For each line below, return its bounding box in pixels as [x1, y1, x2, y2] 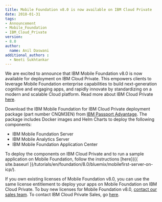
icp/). [5, 167, 16, 173]
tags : [5, 16, 16, 21]
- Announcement [5, 21, 36, 26]
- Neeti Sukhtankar [9, 57, 49, 62]
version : [5, 35, 23, 40]
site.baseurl [5, 161, 29, 167]
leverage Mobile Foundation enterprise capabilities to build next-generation [5, 81, 157, 87]
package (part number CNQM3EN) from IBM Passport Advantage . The [5, 111, 147, 117]
